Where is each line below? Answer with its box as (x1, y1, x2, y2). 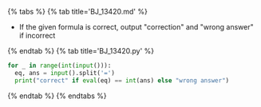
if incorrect (18, 31, 56, 40)
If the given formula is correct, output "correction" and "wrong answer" (18, 22, 254, 31)
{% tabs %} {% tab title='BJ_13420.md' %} (7, 7, 148, 16)
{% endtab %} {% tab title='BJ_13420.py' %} (7, 46, 155, 55)
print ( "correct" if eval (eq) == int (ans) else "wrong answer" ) (14, 76, 229, 85)
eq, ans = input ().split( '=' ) (14, 69, 115, 77)
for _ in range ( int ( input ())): (7, 61, 112, 69)
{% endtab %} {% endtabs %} (7, 91, 107, 101)
